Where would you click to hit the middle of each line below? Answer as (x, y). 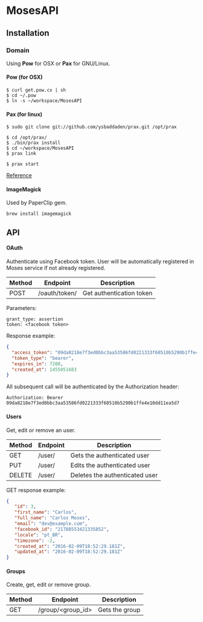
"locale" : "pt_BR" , (39, 535)
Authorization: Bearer (35, 398)
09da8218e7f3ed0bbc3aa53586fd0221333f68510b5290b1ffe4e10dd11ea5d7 (93, 403)
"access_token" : (32, 353)
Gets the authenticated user (110, 455)
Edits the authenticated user (110, 465)
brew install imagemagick (39, 214)
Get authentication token (118, 293)
